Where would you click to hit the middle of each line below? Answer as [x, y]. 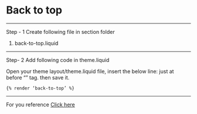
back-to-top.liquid [36, 43]
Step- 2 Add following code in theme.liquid [58, 60]
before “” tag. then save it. [38, 77]
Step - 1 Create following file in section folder [61, 32]
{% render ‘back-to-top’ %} [40, 88]
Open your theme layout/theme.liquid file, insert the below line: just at [90, 71]
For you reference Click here [40, 104]
